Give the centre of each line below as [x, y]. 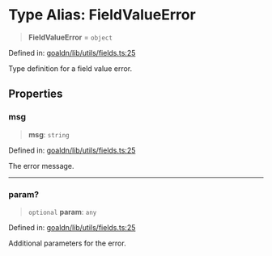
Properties [36, 94]
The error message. [41, 166]
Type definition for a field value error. [70, 68]
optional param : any [62, 212]
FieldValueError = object [70, 37]
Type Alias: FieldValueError [102, 15]
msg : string [49, 134]
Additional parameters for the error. [68, 243]
